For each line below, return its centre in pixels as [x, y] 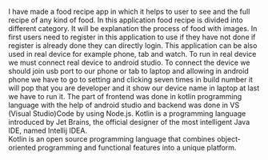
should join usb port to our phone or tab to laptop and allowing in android [129, 71]
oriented [22, 148]
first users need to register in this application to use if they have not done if [132, 37]
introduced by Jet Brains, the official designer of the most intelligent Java [129, 122]
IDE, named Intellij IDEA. [48, 130]
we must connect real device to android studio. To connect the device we [129, 62]
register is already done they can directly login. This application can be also [133, 46]
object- [229, 139]
